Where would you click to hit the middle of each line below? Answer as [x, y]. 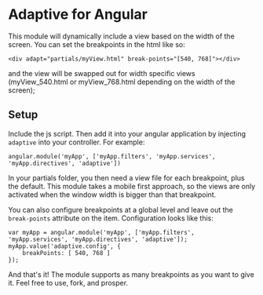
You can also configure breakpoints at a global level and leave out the [121, 209]
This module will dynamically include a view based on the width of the [122, 36]
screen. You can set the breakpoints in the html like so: [97, 44]
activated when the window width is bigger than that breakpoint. [112, 195]
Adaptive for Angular [78, 15]
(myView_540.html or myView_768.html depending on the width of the [122, 82]
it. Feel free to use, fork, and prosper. [68, 282]
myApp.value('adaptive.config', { [65, 246]
